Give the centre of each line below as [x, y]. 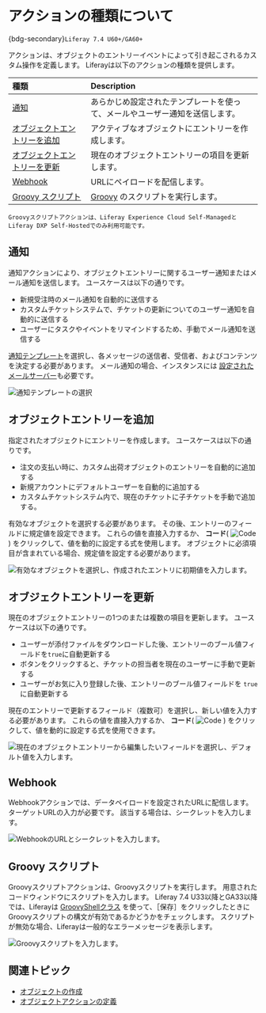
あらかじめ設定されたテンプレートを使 [162, 101]
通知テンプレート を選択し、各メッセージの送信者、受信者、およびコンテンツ [133, 355]
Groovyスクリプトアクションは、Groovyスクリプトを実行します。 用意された [133, 887]
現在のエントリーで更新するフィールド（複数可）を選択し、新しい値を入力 [129, 711]
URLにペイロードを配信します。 [150, 181]
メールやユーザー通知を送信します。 [173, 113]
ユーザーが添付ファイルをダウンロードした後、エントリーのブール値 [131, 644]
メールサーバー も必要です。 [53, 375]
